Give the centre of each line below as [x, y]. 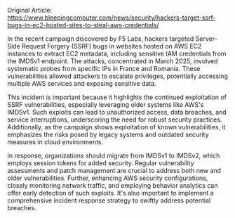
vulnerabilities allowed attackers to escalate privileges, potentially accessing [117, 76]
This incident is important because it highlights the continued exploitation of [117, 97]
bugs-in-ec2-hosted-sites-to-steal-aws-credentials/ [83, 25]
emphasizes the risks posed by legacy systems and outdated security [108, 134]
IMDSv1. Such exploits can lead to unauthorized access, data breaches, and [117, 112]
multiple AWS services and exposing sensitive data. [82, 83]
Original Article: [30, 10]
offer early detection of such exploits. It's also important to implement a [110, 193]
